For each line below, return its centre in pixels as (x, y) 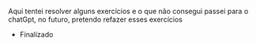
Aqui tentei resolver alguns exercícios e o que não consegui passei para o (128, 11)
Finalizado (36, 35)
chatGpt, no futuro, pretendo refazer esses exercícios (96, 19)
